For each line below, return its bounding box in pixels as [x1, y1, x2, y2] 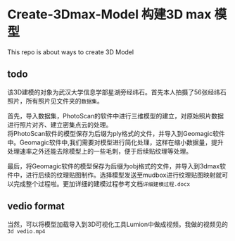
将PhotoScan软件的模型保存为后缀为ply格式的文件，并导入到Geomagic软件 [7, 129, 225, 137]
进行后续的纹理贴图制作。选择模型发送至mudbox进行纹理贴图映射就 [25, 171, 222, 179]
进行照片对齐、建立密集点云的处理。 [7, 121, 113, 129]
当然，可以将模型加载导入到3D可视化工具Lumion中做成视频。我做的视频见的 [7, 220, 229, 228]
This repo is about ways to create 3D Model [7, 47, 134, 56]
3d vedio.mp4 [7, 228, 46, 235]
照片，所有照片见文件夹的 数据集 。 [7, 97, 103, 105]
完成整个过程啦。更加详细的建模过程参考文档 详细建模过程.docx [13, 179, 191, 187]
